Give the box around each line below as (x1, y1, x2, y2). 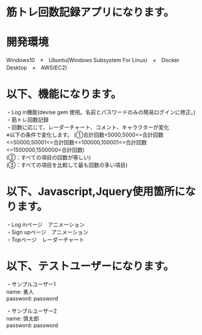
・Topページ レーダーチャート (6, 236, 84, 243)
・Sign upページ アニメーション (6, 229, 89, 235)
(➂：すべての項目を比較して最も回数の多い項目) (6, 161, 128, 169)
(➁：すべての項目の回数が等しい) (6, 154, 92, 161)
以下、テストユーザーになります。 (6, 260, 174, 273)
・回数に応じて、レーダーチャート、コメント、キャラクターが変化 (6, 124, 170, 131)
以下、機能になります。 (6, 88, 122, 101)
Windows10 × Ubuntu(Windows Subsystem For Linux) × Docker (6, 57, 180, 64)
